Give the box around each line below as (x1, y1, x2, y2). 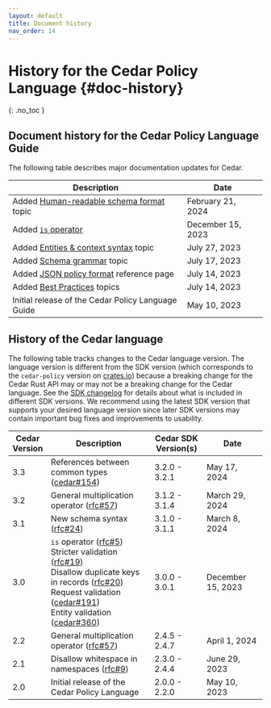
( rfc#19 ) (51, 556, 84, 568)
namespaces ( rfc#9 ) (51, 663, 129, 674)
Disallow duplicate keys (51, 566, 140, 577)
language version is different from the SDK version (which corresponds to (8, 362, 254, 371)
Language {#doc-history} (8, 78, 184, 97)
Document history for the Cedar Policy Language (8, 128, 260, 142)
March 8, (206, 513, 240, 524)
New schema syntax (51, 513, 128, 524)
